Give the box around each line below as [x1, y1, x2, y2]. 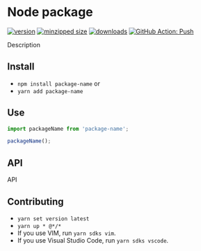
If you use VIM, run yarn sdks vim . [17, 229, 116, 237]
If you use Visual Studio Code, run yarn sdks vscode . [17, 236, 169, 244]
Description [7, 40, 40, 49]
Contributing [7, 195, 64, 207]
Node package [7, 4, 93, 20]
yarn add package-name [17, 88, 83, 95]
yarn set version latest [17, 215, 90, 222]
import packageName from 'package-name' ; [7, 125, 129, 132]
